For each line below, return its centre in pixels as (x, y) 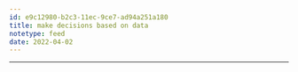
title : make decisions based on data (79, 25)
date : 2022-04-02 (41, 42)
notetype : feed (37, 33)
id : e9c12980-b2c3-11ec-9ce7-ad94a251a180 (89, 17)
